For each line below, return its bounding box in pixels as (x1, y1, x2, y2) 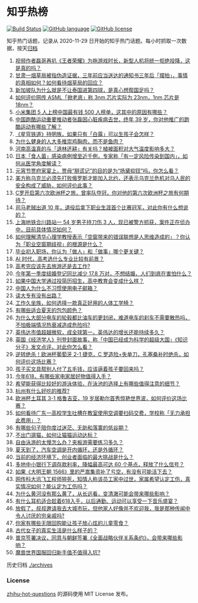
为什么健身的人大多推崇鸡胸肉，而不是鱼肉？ (15, 137, 124, 144)
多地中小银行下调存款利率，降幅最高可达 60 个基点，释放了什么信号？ (15, 460, 184, 467)
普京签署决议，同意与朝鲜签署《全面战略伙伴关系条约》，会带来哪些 (15, 534, 178, 541)
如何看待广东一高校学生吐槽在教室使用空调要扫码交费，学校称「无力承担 (15, 409, 190, 416)
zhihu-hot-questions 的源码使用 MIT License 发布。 (6, 591, 132, 598)
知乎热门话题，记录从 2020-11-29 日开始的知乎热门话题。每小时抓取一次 (6, 37, 182, 44)
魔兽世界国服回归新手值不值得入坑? (15, 548, 100, 555)
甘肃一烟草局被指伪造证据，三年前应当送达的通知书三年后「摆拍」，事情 (15, 72, 188, 79)
